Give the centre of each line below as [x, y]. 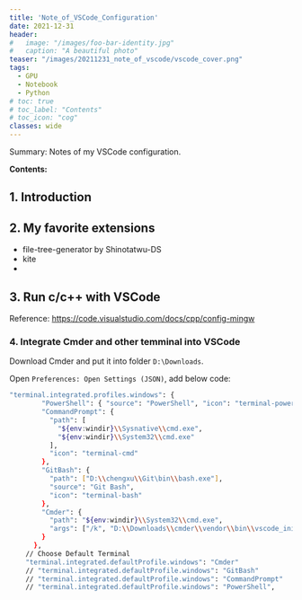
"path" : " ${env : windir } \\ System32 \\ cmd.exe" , [136, 521]
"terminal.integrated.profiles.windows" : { [92, 395]
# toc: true [31, 101]
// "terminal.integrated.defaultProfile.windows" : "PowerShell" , [151, 587]
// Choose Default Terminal [78, 553]
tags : [19, 68]
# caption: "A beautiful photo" [74, 51]
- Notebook [38, 84]
